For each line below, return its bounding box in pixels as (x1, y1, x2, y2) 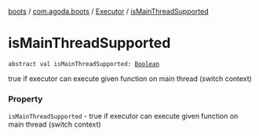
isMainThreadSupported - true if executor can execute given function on (8, 112, 239, 121)
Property (8, 94, 43, 105)
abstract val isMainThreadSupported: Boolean (8, 60, 159, 68)
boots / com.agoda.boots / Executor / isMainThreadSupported (8, 7, 210, 16)
